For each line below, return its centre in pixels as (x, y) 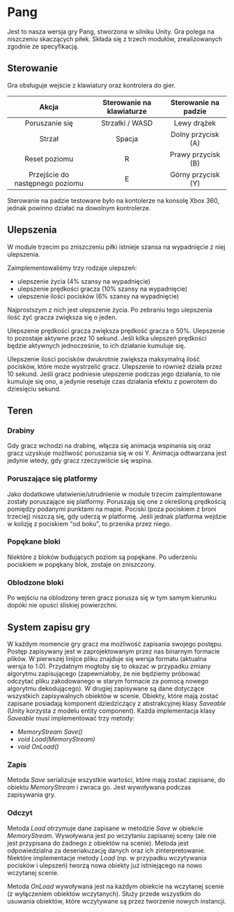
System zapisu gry (49, 627)
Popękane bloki (34, 542)
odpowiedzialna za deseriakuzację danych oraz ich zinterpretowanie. (107, 851)
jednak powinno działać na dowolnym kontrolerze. (79, 208)
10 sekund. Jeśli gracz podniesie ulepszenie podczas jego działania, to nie (114, 374)
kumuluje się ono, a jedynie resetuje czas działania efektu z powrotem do (112, 381)
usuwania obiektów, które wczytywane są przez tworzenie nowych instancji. (117, 901)
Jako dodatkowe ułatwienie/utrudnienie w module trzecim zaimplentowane (115, 494)
